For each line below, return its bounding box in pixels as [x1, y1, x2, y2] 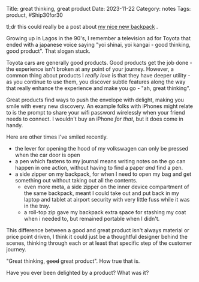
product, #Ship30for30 [6, 11, 63, 19]
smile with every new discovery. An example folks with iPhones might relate [6, 103, 194, 110]
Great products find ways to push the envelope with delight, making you [6, 96, 184, 103]
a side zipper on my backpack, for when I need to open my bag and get [14, 170, 192, 178]
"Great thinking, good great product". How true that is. [6, 257, 140, 265]
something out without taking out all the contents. [14, 177, 138, 184]
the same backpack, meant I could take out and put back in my [23, 190, 180, 197]
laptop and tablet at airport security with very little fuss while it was [23, 196, 190, 203]
